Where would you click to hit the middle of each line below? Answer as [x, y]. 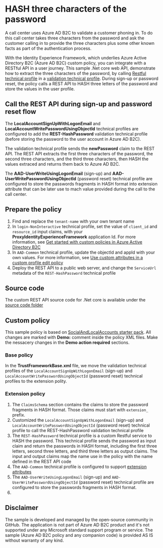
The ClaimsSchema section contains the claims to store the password [80, 404]
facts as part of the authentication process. [48, 48]
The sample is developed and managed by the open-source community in [79, 519]
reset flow [21, 112]
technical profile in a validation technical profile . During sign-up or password [82, 78]
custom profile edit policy [37, 263]
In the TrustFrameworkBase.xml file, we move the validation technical [76, 366]
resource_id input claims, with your [47, 231]
